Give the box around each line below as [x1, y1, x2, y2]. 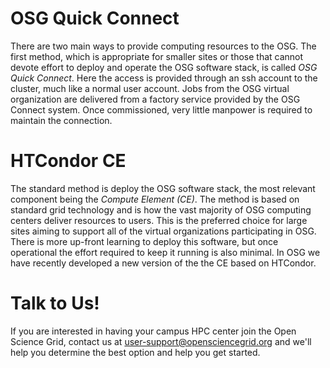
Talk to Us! [10, 292, 100, 315]
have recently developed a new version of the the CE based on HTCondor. [10, 257, 317, 269]
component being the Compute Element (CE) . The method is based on [10, 193, 300, 205]
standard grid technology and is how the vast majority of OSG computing [10, 203, 312, 216]
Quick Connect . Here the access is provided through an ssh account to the [10, 72, 318, 84]
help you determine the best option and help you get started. [10, 346, 261, 358]
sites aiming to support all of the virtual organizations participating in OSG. [10, 225, 317, 237]
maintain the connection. [10, 114, 113, 126]
